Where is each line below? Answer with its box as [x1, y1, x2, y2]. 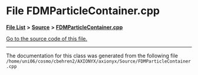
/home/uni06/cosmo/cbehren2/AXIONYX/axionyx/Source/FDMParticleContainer [6, 58, 192, 64]
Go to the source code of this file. [6, 35, 88, 42]
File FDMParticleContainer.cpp [6, 4, 160, 18]
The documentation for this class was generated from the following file [6, 52, 179, 59]
